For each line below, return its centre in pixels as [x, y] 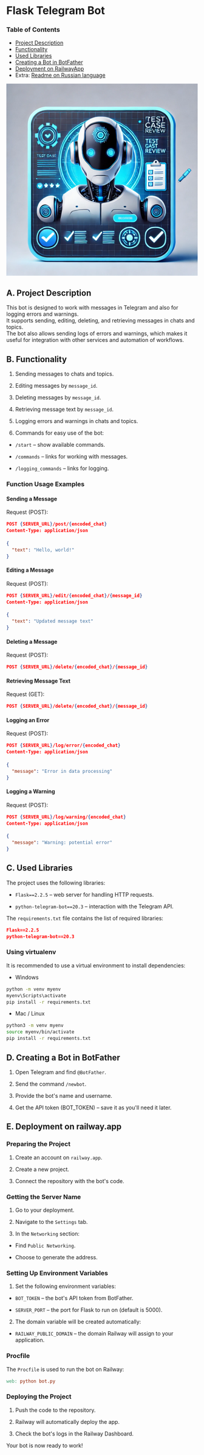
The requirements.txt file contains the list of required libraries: [85, 918]
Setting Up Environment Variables [57, 1273]
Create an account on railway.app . [59, 1157]
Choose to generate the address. [56, 1257]
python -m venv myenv [34, 989]
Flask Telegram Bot [56, 11]
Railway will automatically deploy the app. [67, 1421]
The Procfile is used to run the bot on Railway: [65, 1369]
